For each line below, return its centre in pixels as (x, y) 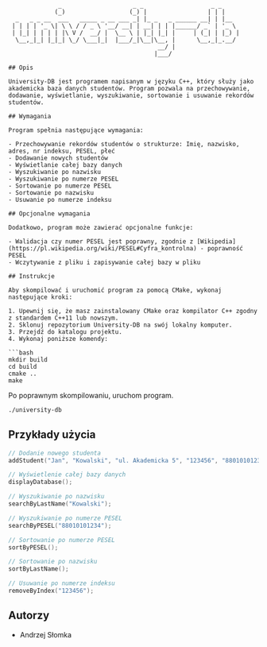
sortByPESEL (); (33, 547)
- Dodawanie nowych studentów (58, 158)
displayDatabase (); (41, 482)
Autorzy (29, 616)
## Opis (21, 68)
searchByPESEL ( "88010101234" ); (60, 525)
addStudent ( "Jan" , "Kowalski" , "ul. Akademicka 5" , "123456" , (113, 460)
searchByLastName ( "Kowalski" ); (60, 504)
